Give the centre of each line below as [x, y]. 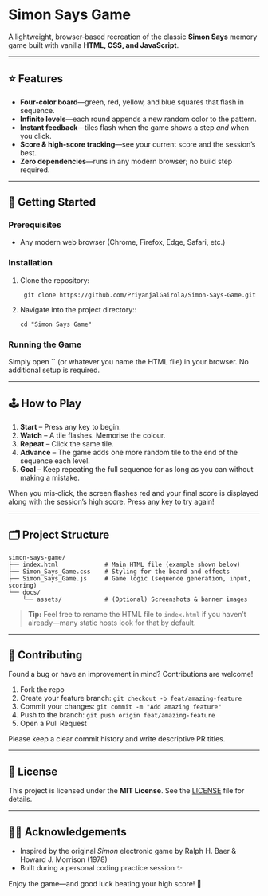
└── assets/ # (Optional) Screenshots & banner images [135, 599]
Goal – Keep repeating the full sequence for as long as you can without [136, 469]
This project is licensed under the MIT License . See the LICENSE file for [126, 791]
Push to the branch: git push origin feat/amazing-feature [117, 715]
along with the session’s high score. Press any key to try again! [111, 501]
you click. [35, 136]
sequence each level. [55, 461]
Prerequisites [35, 225]
